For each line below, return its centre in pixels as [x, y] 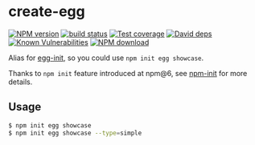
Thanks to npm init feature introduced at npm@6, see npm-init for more [128, 73]
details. [21, 82]
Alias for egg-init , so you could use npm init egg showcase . [106, 58]
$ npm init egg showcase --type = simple [75, 133]
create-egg [47, 12]
